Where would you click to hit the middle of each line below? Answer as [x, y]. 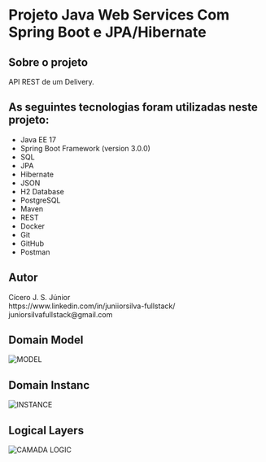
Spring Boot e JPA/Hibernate [107, 32]
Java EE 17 [38, 139]
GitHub [32, 243]
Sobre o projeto [48, 62]
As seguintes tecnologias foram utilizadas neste [133, 107]
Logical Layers [46, 430]
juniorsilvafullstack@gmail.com [61, 314]
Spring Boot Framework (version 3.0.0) [85, 148]
